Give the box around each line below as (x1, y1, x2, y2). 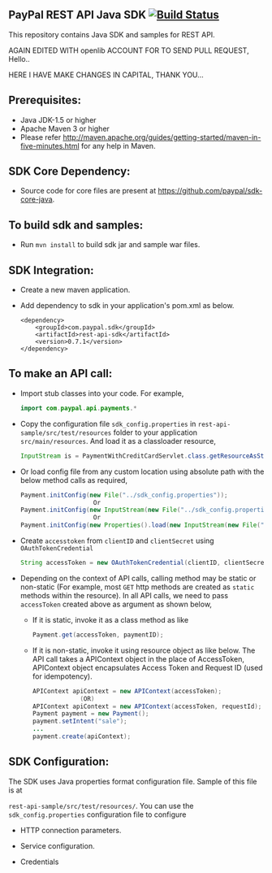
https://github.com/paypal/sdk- (158, 186, 263, 196)
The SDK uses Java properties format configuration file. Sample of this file (8, 776, 257, 786)
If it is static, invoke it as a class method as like (32, 615, 189, 624)
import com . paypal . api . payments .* (19, 404, 137, 412)
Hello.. (8, 54, 30, 63)
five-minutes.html (19, 141, 80, 150)
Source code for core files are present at (19, 186, 157, 196)
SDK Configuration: (8, 755, 110, 769)
